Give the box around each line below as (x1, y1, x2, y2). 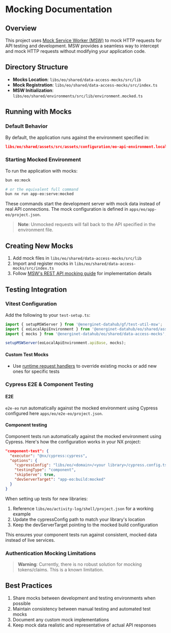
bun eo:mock (5, 177, 31, 183)
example (12, 511, 31, 517)
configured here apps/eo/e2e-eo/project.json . (5, 410, 103, 416)
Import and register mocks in (12, 261, 74, 267)
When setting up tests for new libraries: (5, 496, 88, 502)
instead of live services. (5, 537, 55, 543)
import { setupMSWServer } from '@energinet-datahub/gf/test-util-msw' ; (5, 322, 163, 327)
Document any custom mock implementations (12, 616, 109, 622)
